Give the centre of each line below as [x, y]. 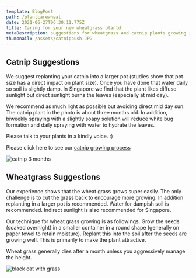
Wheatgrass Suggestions [53, 177]
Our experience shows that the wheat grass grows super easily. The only [94, 191]
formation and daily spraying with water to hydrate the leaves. [80, 125]
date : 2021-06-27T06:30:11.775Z [45, 22]
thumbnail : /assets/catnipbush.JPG [49, 39]
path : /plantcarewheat [34, 17]
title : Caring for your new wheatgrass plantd [64, 28]
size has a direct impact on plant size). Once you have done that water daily [97, 82]
